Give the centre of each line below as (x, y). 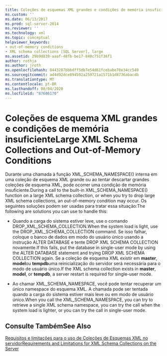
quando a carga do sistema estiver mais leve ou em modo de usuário (83, 295)
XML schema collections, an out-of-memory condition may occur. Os (76, 201)
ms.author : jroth (23, 65)
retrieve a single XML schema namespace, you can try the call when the (86, 305)
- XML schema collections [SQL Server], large (54, 51)
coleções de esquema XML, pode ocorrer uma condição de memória (76, 185)
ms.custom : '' (20, 14)
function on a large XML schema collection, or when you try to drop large (80, 196)
